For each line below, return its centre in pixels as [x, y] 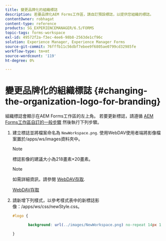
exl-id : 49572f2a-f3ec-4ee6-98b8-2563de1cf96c [54, 38]
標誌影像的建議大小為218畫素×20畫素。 [53, 159]
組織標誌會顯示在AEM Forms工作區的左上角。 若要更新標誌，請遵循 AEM [79, 116]
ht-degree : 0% [20, 60]
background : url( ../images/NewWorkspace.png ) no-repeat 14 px [92, 225]
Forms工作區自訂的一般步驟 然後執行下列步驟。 [54, 122]
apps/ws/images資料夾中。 [55, 139]
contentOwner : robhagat [30, 19]
